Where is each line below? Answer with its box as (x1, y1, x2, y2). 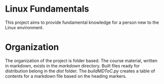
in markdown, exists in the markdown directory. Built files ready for (5, 63, 140, 68)
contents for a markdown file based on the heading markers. (5, 73, 127, 79)
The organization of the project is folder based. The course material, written (5, 57, 158, 64)
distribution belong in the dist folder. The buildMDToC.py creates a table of (5, 68, 155, 74)
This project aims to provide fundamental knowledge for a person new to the (5, 19, 159, 25)
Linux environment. (5, 24, 44, 30)
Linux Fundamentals (5, 3, 89, 15)
